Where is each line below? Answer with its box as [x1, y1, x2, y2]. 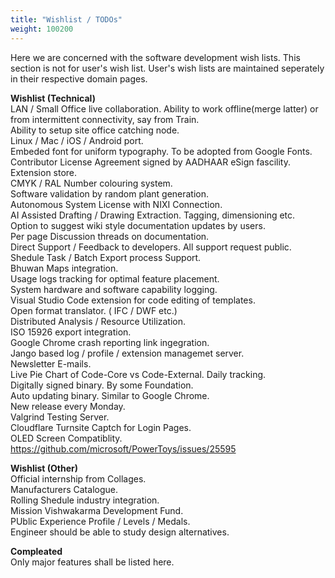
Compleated [10, 545, 63, 557]
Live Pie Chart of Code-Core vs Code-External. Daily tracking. [10, 368, 267, 380]
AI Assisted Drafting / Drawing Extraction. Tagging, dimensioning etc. [10, 209, 296, 221]
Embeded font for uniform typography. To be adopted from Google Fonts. [10, 145, 313, 157]
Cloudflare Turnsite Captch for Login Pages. [10, 421, 192, 433]
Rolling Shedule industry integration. [10, 494, 160, 506]
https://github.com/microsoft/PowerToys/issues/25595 [10, 442, 237, 455]
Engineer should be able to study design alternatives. [10, 526, 230, 538]
